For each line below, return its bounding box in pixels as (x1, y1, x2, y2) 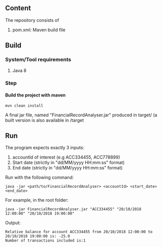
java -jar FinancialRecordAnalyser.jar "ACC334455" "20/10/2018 (5, 207, 142, 212)
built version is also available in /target (5, 117, 84, 123)
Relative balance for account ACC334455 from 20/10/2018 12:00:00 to (5, 230, 153, 235)
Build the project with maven (5, 92, 66, 98)
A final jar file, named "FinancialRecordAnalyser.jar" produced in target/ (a (5, 112, 158, 118)
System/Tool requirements (5, 56, 71, 63)
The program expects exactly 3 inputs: (5, 145, 85, 151)
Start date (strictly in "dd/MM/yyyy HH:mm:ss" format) (12, 160, 125, 165)
